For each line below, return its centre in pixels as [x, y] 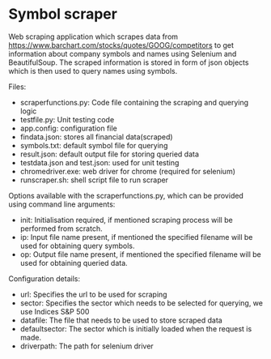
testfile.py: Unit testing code [67, 119]
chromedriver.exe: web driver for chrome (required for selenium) [128, 171]
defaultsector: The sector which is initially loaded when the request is [136, 328]
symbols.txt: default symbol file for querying [94, 145]
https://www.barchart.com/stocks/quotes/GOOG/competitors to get [121, 45]
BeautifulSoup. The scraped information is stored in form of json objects [129, 62]
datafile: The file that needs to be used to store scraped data [121, 320]
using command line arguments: [62, 204]
